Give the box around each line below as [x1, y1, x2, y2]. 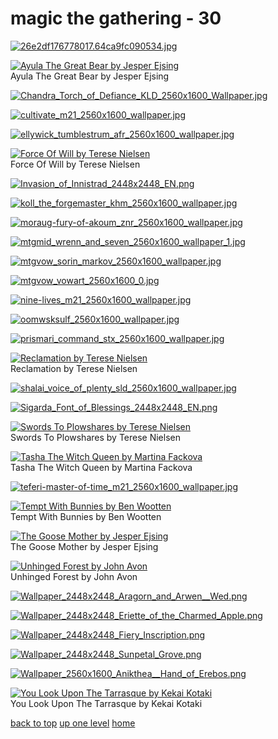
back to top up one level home [10, 717, 136, 729]
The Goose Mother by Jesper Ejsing [10, 540, 159, 552]
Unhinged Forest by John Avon [10, 570, 138, 582]
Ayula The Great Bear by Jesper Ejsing [10, 70, 170, 82]
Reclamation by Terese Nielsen [10, 362, 138, 374]
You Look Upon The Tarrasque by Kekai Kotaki [10, 697, 203, 709]
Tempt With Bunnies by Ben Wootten [10, 510, 162, 522]
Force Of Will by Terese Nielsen [10, 158, 141, 170]
